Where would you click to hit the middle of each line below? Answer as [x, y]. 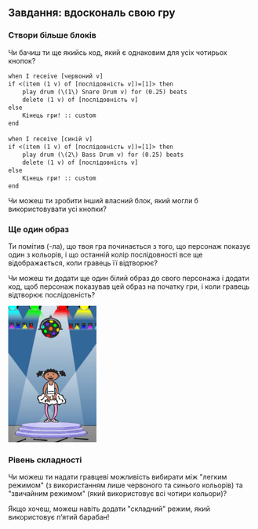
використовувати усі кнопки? [58, 209]
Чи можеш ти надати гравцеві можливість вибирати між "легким [118, 477]
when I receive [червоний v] [56, 76]
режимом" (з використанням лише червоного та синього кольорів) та [125, 485]
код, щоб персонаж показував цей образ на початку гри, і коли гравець [129, 286]
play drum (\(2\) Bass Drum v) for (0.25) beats [103, 155]
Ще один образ [38, 229]
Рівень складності [45, 460]
